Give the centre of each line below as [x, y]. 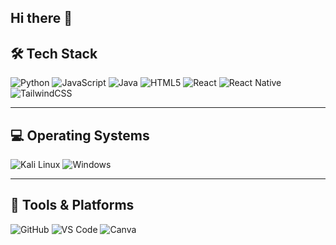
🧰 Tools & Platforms [72, 205]
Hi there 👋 [41, 18]
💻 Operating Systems [80, 135]
